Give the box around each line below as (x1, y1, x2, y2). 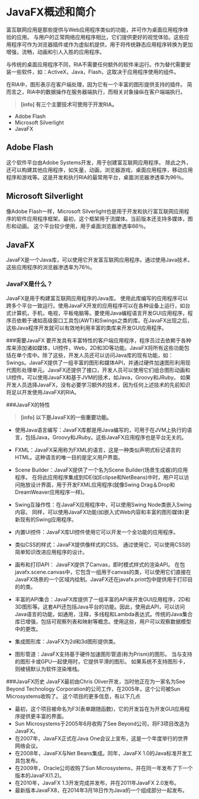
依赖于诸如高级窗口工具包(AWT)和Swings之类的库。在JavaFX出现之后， (16, 317, 193, 324)
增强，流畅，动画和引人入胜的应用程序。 (6, 48, 105, 55)
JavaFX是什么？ (6, 280, 53, 288)
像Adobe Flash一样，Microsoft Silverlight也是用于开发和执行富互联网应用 (6, 208, 185, 215)
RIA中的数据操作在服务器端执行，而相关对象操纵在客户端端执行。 (26, 88, 186, 95)
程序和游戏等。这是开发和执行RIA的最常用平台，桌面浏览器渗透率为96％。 (6, 173, 187, 181)
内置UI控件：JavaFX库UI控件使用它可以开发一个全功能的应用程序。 (14, 528, 179, 536)
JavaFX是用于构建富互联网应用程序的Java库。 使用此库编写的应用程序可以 (6, 294, 188, 302)
